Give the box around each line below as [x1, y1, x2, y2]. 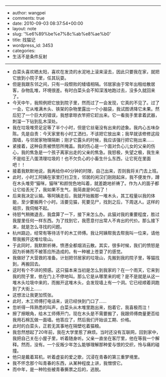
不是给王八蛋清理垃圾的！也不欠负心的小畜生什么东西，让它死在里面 [12, 156, 151, 161]
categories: [12, 48, 36, 54]
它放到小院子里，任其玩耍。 [12, 75, 69, 81]
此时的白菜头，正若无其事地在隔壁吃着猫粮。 [12, 323, 104, 329]
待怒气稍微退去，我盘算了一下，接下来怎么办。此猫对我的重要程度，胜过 [12, 211, 160, 217]
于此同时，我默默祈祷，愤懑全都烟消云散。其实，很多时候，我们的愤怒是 [12, 243, 160, 248]
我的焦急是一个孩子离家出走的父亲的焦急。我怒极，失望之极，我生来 [21, 149, 160, 155]
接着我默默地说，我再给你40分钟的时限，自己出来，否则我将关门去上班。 [12, 168, 161, 174]
